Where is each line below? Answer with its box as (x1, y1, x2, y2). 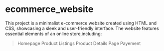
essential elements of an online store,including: (5, 30, 102, 36)
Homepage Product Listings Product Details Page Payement (17, 40, 141, 46)
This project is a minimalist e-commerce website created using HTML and (5, 20, 157, 26)
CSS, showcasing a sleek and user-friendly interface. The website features (5, 25, 159, 31)
